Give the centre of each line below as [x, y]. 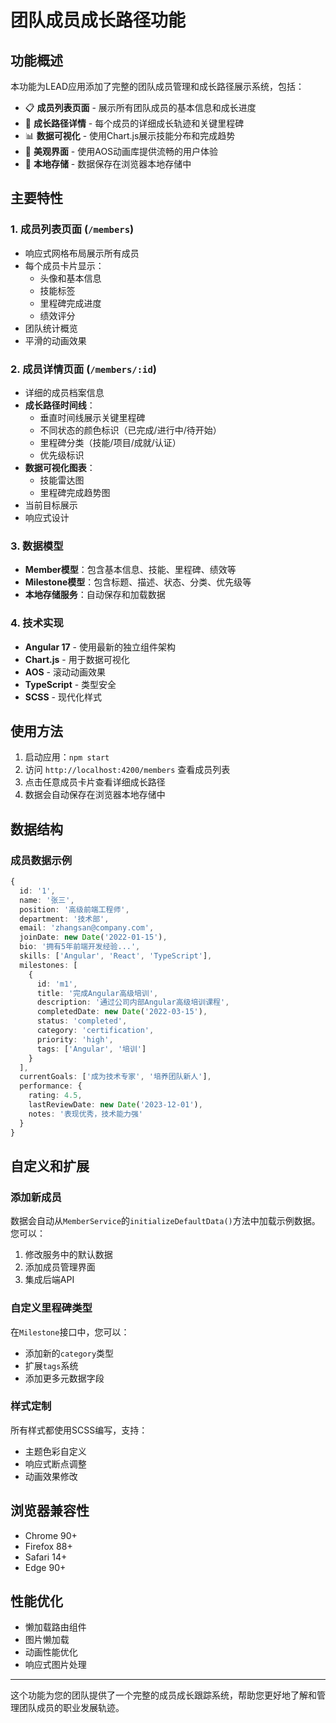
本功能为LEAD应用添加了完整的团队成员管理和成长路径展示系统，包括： [157, 86]
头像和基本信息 [70, 278]
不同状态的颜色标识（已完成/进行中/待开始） [130, 430]
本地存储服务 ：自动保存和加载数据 [95, 595]
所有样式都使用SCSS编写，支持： [79, 1430]
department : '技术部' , [64, 919]
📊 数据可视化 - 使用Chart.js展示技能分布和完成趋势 [130, 135]
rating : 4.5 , [55, 1096]
